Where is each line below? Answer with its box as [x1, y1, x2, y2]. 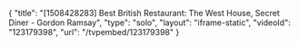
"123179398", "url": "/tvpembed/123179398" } [8, 27, 180, 37]
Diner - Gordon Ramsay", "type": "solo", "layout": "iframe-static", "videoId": [8, 17, 292, 28]
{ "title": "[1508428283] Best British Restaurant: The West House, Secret [8, 8, 281, 18]
